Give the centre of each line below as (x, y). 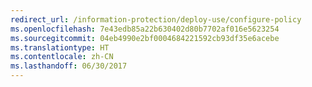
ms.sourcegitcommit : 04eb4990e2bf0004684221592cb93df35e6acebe (145, 38)
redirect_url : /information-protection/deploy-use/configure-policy (156, 19)
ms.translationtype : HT (60, 47)
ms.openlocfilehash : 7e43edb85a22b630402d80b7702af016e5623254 (145, 29)
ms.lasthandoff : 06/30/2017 (69, 66)
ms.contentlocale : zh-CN (62, 57)
